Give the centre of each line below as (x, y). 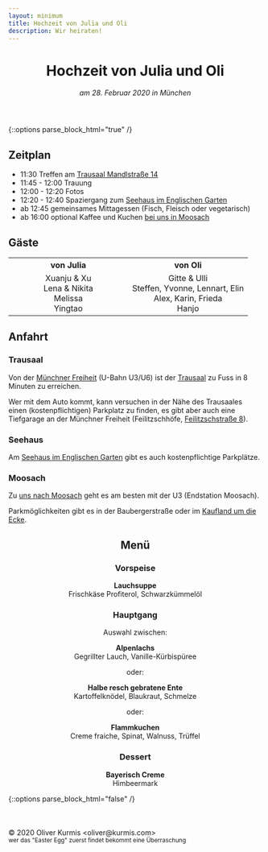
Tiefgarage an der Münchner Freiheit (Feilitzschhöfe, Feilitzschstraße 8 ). (128, 419)
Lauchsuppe (135, 585)
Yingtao (68, 308)
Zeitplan (30, 155)
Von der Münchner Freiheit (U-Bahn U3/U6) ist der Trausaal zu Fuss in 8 (128, 377)
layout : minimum (35, 16)
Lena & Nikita (68, 288)
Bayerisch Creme (135, 775)
